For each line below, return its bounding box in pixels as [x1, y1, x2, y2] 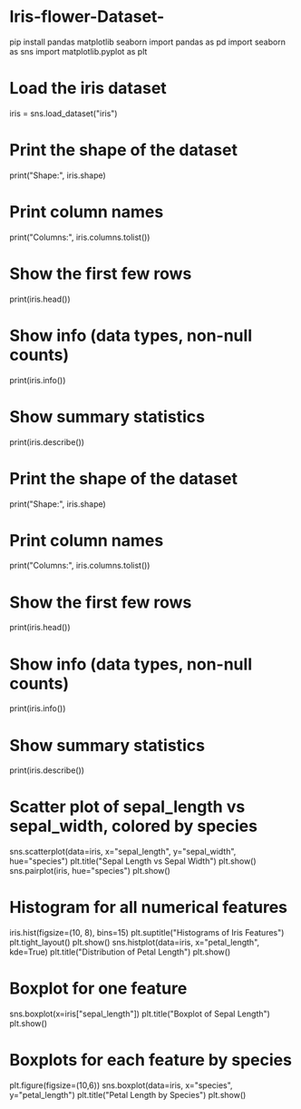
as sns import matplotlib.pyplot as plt [9, 45, 148, 56]
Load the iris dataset [9, 78, 168, 99]
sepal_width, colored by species [9, 816, 258, 837]
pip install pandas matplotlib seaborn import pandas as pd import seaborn [9, 36, 286, 47]
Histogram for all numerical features [9, 897, 288, 918]
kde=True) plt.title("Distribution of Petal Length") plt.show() [9, 946, 231, 957]
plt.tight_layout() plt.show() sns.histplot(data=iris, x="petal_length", [9, 937, 260, 948]
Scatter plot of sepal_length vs [9, 797, 246, 817]
